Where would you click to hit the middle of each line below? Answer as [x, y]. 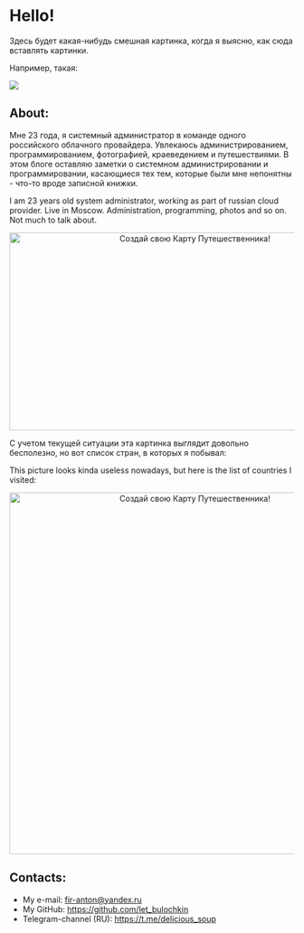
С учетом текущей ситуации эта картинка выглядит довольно [129, 443]
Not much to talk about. [53, 220]
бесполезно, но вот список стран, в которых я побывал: [118, 452]
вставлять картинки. [49, 50]
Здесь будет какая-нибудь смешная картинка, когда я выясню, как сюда [151, 41]
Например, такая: [44, 68]
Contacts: [38, 878]
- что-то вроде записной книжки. [74, 183]
